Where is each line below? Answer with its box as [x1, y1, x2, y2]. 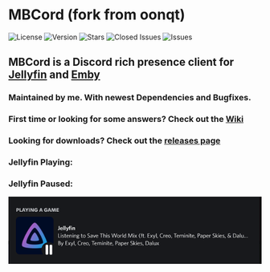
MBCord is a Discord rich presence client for [8, 55, 235, 69]
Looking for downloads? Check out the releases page [8, 135, 221, 146]
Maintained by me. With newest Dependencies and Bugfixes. [8, 92, 252, 104]
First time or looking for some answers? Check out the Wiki [8, 114, 243, 125]
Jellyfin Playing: [8, 156, 74, 168]
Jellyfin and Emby [8, 68, 100, 82]
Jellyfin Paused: [8, 178, 74, 189]
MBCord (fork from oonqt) [8, 6, 186, 24]
